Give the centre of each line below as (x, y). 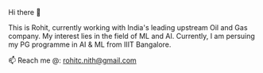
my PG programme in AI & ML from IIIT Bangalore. (90, 44)
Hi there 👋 (25, 12)
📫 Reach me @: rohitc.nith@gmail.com (72, 60)
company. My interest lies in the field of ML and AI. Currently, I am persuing (132, 36)
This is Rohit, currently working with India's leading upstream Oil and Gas (128, 27)
